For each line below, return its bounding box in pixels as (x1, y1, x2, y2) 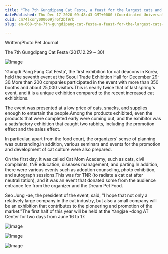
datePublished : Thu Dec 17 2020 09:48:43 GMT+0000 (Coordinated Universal (5, 12, 164, 17)
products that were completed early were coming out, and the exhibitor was (5, 116, 161, 122)
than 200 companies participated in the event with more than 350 (23, 79, 159, 85)
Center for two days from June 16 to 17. (5, 214, 86, 220)
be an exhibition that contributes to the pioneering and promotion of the (5, 203, 153, 209)
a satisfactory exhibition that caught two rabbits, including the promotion (5, 121, 155, 127)
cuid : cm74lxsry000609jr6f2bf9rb (5, 17, 75, 22)
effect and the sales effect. (5, 126, 61, 132)
